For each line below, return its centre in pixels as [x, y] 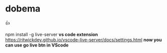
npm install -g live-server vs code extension [52, 34]
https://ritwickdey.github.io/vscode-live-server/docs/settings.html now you [84, 39]
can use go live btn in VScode [37, 45]
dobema [23, 9]
